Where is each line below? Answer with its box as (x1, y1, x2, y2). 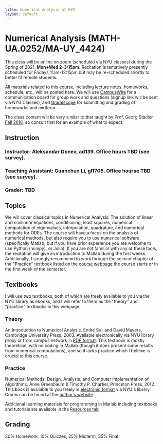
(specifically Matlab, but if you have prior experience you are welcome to (5, 240, 152, 246)
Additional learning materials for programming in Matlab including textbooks (5, 401, 158, 407)
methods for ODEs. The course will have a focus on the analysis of (5, 230, 139, 236)
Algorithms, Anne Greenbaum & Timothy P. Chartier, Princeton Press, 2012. (5, 381, 156, 387)
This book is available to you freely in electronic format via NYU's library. (5, 386, 151, 392)
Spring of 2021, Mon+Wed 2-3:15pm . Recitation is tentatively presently (5, 64, 148, 70)
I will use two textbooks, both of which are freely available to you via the (5, 293, 150, 299)
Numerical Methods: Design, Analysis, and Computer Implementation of (5, 376, 149, 382)
